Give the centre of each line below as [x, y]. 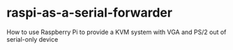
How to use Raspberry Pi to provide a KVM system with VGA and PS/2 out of [116, 32]
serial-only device [32, 39]
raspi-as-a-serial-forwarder [89, 13]
